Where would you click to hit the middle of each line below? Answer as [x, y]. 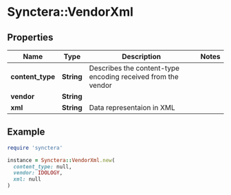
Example [26, 132]
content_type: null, [43, 167]
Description [142, 57]
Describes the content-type [134, 68]
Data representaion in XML [132, 107]
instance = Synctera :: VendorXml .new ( [61, 160]
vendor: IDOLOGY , [38, 173]
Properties [30, 37]
